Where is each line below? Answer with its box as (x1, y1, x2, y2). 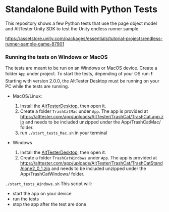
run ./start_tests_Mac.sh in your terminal (20, 130, 107, 136)
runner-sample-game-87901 (5, 40, 65, 47)
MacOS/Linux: (12, 93, 42, 99)
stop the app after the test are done (12, 201, 87, 207)
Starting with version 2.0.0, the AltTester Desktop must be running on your (5, 78, 160, 84)
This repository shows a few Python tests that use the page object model (5, 20, 157, 26)
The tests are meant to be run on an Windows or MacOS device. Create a (5, 65, 157, 71)
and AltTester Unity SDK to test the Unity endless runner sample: (5, 25, 140, 31)
